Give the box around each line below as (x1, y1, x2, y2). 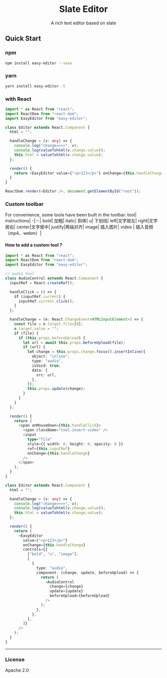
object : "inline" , (31, 354, 70, 359)
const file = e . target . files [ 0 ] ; (14, 322, 83, 327)
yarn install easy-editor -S (5, 84, 66, 89)
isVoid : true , (31, 363, 61, 368)
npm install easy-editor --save (5, 61, 72, 66)
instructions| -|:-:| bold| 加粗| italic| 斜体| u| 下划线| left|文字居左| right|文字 (5, 218, 158, 224)
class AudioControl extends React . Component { (5, 276, 103, 281)
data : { (31, 368, 48, 373)
